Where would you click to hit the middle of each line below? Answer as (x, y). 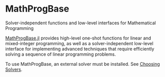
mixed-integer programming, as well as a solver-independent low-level (79, 43)
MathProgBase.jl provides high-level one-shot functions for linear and (78, 38)
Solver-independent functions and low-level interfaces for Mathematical (81, 23)
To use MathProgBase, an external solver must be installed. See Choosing (82, 64)
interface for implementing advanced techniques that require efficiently (80, 49)
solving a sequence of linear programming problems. (61, 54)
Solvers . (14, 69)
